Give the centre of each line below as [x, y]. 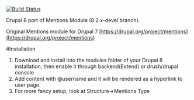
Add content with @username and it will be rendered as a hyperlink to [98, 79]
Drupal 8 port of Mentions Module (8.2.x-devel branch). [73, 20]
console [24, 72]
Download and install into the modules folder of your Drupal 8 [89, 60]
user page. [27, 85]
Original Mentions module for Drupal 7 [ [53, 31]
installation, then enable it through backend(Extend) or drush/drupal [96, 66]
